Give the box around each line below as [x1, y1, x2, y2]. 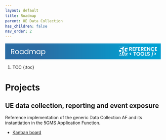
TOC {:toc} [12, 65, 35, 70]
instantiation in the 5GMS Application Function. [5, 120, 101, 126]
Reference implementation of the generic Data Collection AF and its [5, 115, 142, 121]
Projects [5, 82, 41, 93]
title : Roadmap [5, 13, 37, 18]
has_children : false [5, 24, 48, 29]
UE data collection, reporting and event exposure [5, 101, 159, 110]
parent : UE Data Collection [5, 18, 63, 23]
